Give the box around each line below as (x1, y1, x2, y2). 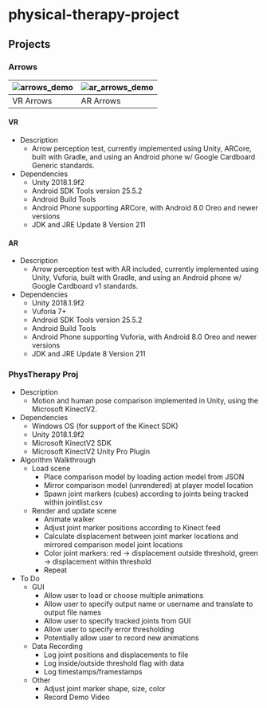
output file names (43, 608, 102, 617)
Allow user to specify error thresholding (43, 624, 175, 634)
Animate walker (43, 514, 95, 524)
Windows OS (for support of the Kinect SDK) (31, 421, 179, 431)
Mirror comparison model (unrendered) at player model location (43, 480, 253, 490)
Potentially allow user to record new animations (43, 632, 199, 643)
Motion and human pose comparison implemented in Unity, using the (31, 395, 259, 405)
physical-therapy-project (8, 6, 179, 24)
